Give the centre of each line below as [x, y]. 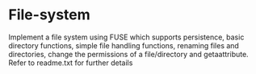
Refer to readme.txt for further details [71, 63]
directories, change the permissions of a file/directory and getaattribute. [128, 54]
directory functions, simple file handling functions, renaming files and [124, 45]
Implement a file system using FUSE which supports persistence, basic [126, 37]
